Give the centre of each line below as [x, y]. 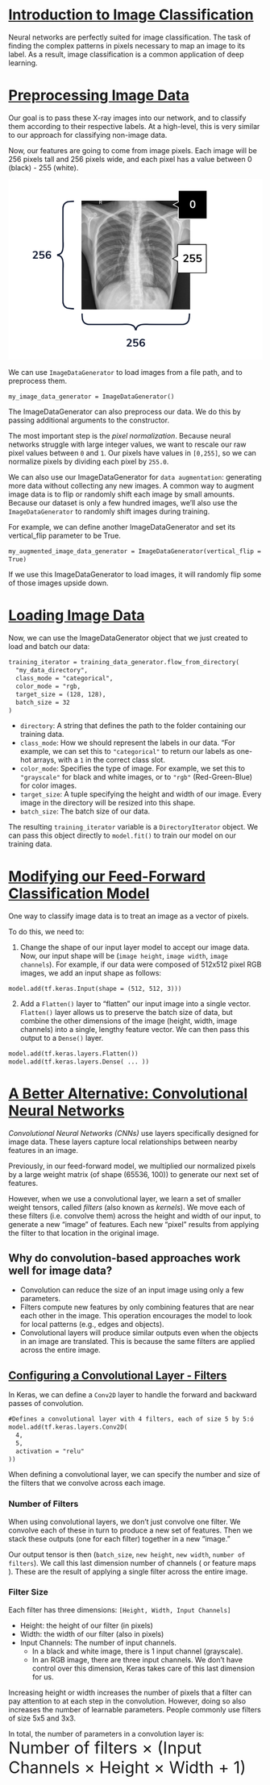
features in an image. [44, 1150]
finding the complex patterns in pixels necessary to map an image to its [127, 45]
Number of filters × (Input [105, 1748]
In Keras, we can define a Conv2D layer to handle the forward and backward [133, 1395]
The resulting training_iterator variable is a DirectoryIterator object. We [133, 826]
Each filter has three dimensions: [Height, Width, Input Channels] [120, 1609]
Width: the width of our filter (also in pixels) [92, 1633]
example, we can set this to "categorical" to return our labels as [127, 751]
